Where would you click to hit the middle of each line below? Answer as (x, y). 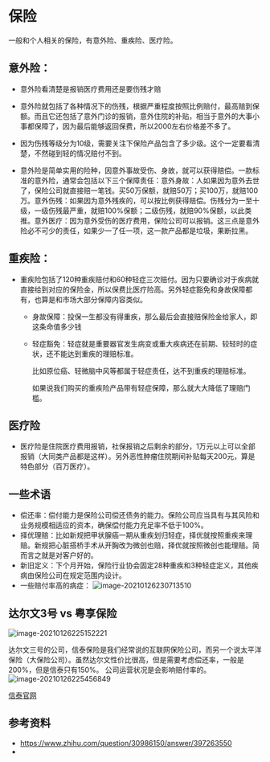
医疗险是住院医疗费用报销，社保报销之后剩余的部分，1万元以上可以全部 (137, 446)
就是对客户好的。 (70, 555)
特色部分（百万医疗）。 (57, 466)
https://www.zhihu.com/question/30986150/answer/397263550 (126, 743)
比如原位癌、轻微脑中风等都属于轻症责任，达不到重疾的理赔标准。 (141, 371)
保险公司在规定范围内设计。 (80, 576)
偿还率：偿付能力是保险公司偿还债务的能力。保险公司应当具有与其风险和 (139, 515)
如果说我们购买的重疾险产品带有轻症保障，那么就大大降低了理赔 (137, 387)
